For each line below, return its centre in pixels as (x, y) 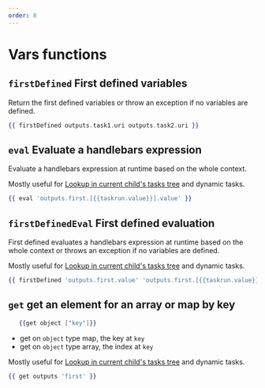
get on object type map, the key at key (82, 338)
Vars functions (58, 54)
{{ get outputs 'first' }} (52, 376)
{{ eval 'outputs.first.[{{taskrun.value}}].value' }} (100, 199)
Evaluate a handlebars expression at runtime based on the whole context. (127, 169)
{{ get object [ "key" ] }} (58, 323)
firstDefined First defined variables (98, 84)
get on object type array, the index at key (86, 346)
